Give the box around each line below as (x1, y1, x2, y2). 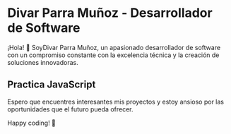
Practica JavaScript (7, 79, 96, 91)
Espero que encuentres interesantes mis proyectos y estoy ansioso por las (7, 97, 225, 106)
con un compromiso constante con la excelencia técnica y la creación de (7, 51, 220, 59)
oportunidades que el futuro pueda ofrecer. (7, 104, 134, 114)
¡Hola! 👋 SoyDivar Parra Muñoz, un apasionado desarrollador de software (7, 43, 221, 51)
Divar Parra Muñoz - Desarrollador (7, 5, 213, 21)
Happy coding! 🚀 (7, 118, 57, 127)
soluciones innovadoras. (7, 58, 79, 66)
